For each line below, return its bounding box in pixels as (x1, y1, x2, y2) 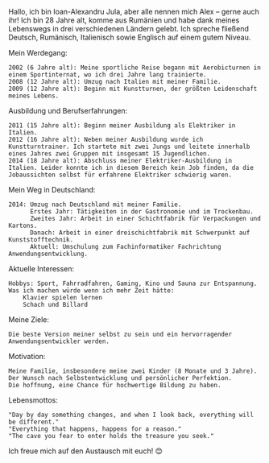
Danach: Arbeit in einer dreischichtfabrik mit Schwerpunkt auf (29, 229, 250, 237)
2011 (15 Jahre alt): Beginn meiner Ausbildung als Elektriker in (8, 122, 236, 130)
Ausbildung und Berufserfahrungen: (8, 106, 128, 115)
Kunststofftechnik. (8, 236, 74, 244)
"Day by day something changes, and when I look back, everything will (8, 411, 254, 419)
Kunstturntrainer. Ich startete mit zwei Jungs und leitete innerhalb (8, 143, 250, 151)
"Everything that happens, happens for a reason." (8, 425, 182, 433)
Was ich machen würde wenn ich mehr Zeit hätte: (8, 287, 175, 295)
